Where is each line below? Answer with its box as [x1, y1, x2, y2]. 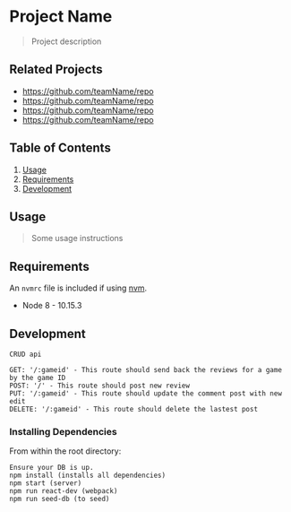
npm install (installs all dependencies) [9, 471, 167, 481]
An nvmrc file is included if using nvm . [9, 282, 148, 293]
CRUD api [9, 350, 42, 359]
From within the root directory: [9, 446, 122, 456]
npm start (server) [9, 479, 82, 488]
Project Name [9, 6, 113, 27]
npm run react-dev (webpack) [9, 487, 118, 496]
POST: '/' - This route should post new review [9, 381, 191, 390]
